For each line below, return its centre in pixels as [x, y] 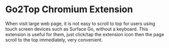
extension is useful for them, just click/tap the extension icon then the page [85, 34]
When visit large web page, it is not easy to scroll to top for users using [80, 23]
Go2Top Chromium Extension [69, 9]
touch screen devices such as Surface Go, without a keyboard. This [77, 29]
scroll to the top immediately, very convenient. [54, 40]
